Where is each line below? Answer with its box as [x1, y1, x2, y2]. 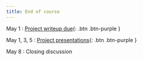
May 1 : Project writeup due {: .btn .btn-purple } [6, 25, 121, 32]
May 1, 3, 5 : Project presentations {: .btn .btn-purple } [6, 36, 137, 43]
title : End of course [6, 8, 60, 15]
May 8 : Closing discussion [6, 48, 73, 55]
